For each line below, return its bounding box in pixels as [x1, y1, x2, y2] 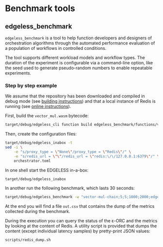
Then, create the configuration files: [5, 131, 77, 137]
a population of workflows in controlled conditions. [5, 46, 107, 51]
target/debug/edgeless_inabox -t [5, 140, 73, 145]
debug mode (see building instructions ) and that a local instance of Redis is [5, 98, 156, 104]
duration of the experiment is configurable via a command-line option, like [5, 60, 153, 65]
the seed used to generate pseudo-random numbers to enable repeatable [5, 65, 153, 71]
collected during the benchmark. [5, 209, 70, 215]
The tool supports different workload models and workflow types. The [5, 55, 145, 61]
